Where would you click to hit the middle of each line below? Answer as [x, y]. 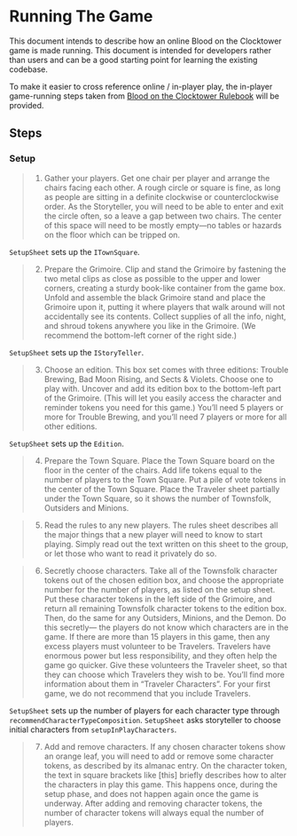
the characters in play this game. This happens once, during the [160, 784]
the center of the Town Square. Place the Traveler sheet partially [162, 489]
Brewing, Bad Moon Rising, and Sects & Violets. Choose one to [159, 378]
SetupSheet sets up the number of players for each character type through [145, 710]
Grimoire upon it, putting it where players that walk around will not [164, 307]
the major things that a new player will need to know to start [153, 534]
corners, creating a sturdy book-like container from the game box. [165, 288]
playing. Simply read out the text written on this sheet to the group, [166, 544]
